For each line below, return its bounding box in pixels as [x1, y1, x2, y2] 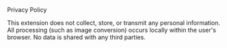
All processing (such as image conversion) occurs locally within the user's [7, 26, 217, 34]
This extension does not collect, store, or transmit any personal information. [7, 19, 221, 26]
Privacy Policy [7, 6, 47, 14]
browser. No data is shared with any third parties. [7, 33, 146, 41]
